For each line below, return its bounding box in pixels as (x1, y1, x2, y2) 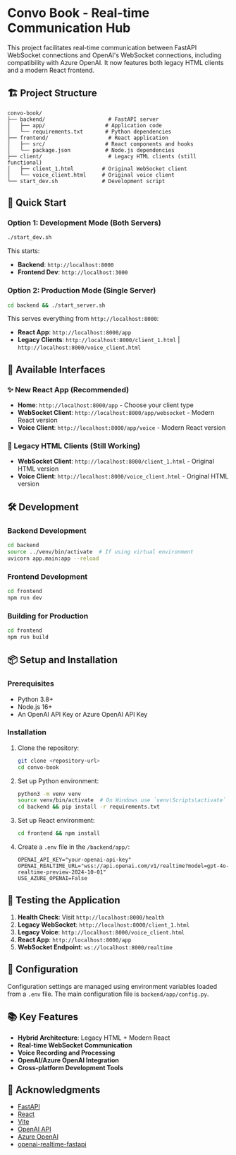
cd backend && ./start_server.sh (7, 302, 106, 309)
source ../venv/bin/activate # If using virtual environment (7, 549, 194, 556)
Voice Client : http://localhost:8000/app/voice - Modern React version (17, 423, 226, 432)
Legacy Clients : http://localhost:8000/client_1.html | (17, 336, 180, 344)
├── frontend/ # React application (7, 134, 169, 141)
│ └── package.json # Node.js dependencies (7, 146, 175, 153)
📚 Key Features (7, 1011, 79, 1023)
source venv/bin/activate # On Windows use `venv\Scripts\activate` (17, 797, 227, 804)
